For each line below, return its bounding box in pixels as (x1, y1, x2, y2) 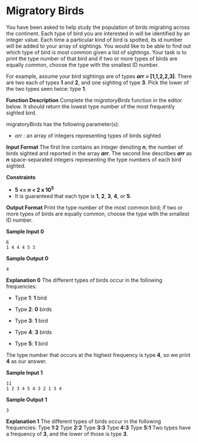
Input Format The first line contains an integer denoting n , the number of (6, 143, 183, 150)
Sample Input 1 (6, 369, 43, 376)
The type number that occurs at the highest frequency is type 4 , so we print (6, 351, 191, 358)
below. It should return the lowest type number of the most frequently (6, 103, 175, 110)
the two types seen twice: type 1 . (6, 85, 87, 92)
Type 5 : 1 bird (14, 340, 48, 347)
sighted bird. (6, 109, 37, 116)
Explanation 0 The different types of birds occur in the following (6, 276, 163, 284)
